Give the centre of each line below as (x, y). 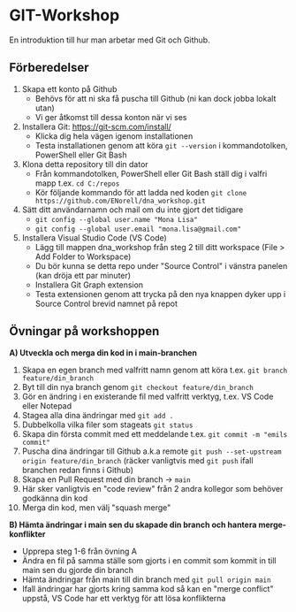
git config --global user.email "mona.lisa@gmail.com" (138, 229)
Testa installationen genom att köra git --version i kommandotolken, (161, 145)
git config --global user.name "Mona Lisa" (117, 219)
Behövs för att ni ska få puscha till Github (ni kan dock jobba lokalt (156, 98)
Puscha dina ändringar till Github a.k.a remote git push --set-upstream (152, 451)
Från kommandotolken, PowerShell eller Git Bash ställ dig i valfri (151, 173)
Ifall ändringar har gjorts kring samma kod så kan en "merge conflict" (148, 588)
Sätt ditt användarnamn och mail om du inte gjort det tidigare (133, 210)
